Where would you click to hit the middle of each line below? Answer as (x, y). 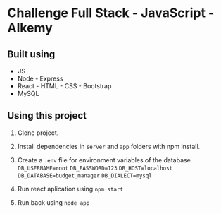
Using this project (47, 115)
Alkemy (30, 28)
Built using (31, 54)
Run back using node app (53, 202)
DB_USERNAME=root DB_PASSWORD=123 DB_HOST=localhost (95, 168)
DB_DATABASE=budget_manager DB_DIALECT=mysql (85, 176)
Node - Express (40, 78)
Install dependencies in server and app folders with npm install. (109, 146)
